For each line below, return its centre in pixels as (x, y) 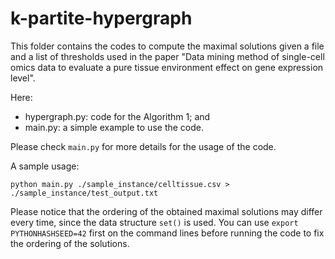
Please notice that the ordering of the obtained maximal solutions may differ (166, 211)
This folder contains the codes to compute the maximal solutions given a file (167, 46)
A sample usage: (45, 166)
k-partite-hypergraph (101, 18)
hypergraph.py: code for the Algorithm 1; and (117, 116)
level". (23, 78)
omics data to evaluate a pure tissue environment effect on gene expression (167, 67)
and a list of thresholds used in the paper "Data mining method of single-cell (167, 56)
